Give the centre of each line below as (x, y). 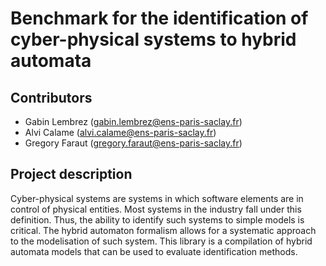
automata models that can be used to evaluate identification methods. (154, 251)
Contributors (51, 97)
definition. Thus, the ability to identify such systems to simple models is (157, 219)
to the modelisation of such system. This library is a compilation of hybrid (161, 241)
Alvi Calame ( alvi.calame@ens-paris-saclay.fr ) (120, 132)
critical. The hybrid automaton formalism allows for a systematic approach (163, 230)
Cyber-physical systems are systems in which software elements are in (157, 198)
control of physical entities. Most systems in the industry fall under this (156, 209)
